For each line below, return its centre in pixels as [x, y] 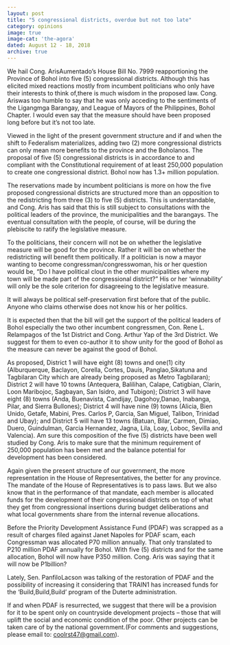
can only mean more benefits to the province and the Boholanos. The [105, 150]
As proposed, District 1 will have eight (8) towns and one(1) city [96, 362]
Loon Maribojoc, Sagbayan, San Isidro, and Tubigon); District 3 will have [109, 391]
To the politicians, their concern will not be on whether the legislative [104, 242]
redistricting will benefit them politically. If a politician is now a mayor [104, 257]
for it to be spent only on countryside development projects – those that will [114, 612]
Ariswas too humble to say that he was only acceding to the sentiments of [112, 100]
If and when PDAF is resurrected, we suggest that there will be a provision [112, 605]
